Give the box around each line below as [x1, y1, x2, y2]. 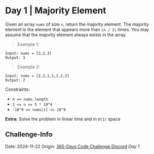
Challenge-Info [5, 130, 53, 139]
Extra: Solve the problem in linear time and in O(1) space [5, 116, 121, 122]
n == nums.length [12, 97, 48, 102]
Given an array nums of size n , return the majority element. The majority [5, 21, 149, 27]
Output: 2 [5, 77, 26, 82]
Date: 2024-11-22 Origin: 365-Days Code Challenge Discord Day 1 [5, 143, 140, 149]
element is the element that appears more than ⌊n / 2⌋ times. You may [5, 26, 149, 32]
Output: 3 [5, 55, 26, 60]
